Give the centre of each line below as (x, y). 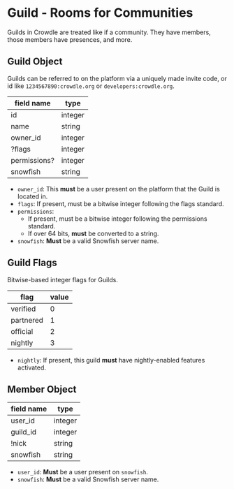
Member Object (42, 389)
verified (23, 309)
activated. (32, 367)
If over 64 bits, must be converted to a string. (93, 233)
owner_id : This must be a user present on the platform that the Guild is (118, 189)
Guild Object (35, 62)
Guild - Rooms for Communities (100, 13)
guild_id (24, 432)
